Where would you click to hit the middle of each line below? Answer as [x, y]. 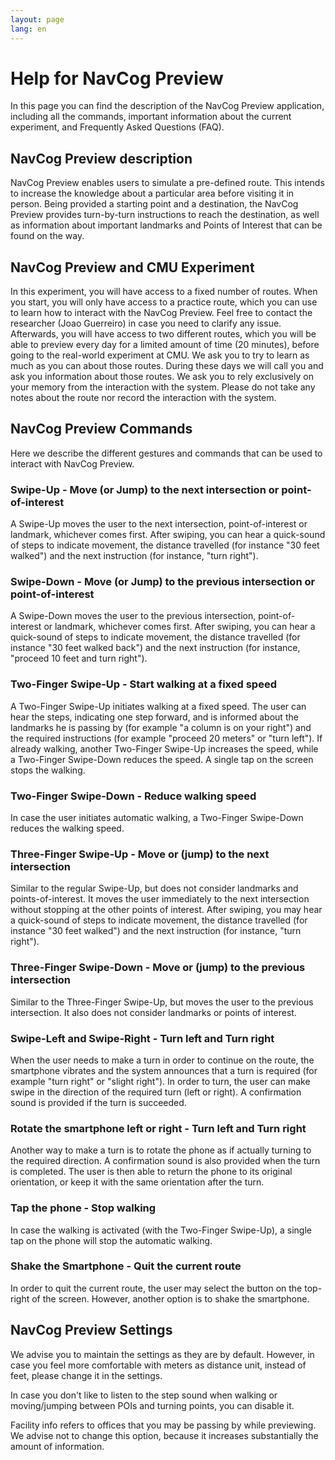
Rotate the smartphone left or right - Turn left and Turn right [158, 1128]
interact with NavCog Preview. [72, 463]
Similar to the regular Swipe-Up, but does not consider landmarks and [154, 888]
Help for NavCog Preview [117, 78]
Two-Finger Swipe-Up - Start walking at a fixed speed [143, 684]
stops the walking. [48, 770]
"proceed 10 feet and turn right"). [79, 658]
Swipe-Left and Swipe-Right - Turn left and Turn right [142, 1038]
